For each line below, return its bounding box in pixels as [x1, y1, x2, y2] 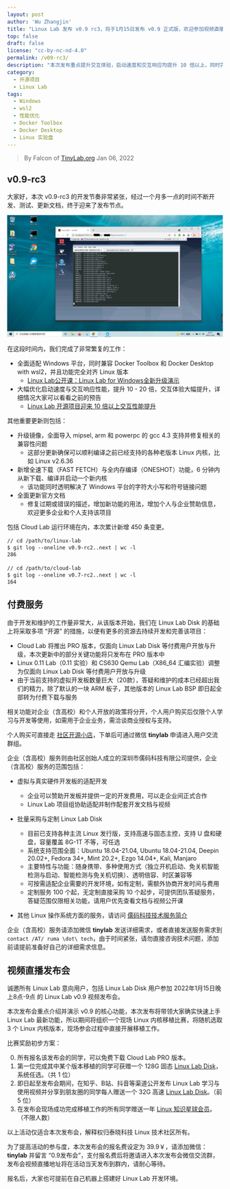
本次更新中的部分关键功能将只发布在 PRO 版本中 [29, 650, 166, 658]
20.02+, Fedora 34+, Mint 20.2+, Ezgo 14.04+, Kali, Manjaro [27, 854, 197, 862]
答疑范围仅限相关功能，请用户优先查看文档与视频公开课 [27, 896, 183, 904]
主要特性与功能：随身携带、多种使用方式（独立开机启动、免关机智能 [27, 862, 220, 870]
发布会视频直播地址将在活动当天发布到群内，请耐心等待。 [7, 1160, 169, 1168]
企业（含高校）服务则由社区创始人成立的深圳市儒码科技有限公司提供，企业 [7, 754, 217, 762]
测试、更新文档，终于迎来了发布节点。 [18, 201, 127, 209]
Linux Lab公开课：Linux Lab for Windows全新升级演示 [27, 376, 180, 384]
